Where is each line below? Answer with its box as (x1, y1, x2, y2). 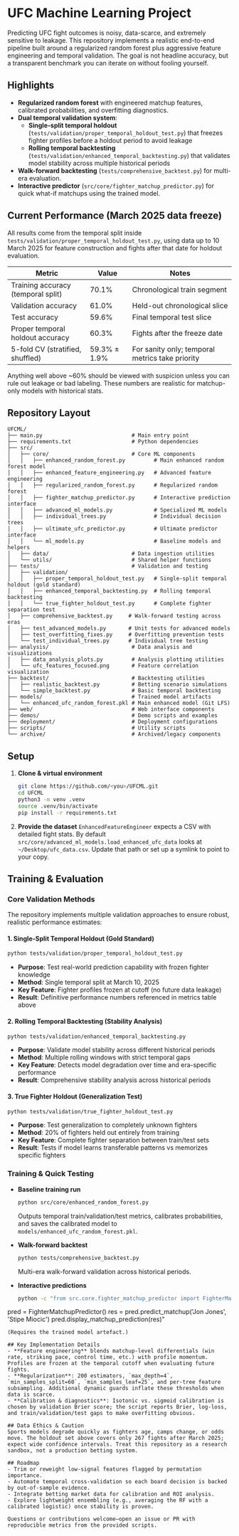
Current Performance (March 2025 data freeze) (7, 210, 223, 222)
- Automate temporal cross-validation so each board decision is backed (7, 1478, 228, 1485)
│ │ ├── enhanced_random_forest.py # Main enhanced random (7, 457, 224, 464)
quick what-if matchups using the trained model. (17, 189, 161, 197)
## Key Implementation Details (7, 1341, 100, 1349)
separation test (7, 606, 55, 613)
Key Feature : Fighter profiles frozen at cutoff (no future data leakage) (17, 985, 222, 994)
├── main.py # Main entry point (7, 432, 190, 439)
